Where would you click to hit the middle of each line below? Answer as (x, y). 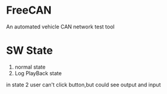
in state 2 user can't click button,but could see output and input (83, 85)
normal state (30, 67)
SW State (30, 51)
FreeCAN (29, 10)
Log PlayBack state (38, 73)
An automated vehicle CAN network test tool (60, 27)
